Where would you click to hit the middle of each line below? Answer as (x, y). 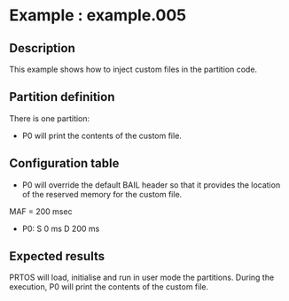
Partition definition (62, 97)
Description (42, 48)
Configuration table (64, 163)
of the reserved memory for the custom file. (102, 194)
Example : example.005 (98, 15)
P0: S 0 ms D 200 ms (61, 228)
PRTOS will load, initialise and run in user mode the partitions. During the (142, 278)
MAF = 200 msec (41, 211)
